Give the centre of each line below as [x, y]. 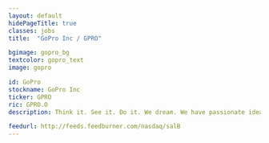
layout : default [35, 16]
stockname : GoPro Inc [44, 89]
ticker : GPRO [30, 97]
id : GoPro [25, 82]
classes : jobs [32, 31]
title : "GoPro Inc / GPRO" [55, 38]
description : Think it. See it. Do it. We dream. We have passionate [127, 112]
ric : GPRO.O [28, 104]
